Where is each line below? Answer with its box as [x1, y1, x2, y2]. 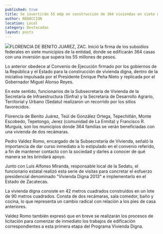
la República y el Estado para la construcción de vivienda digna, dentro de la [5, 69, 158, 74]
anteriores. [5, 204, 27, 209]
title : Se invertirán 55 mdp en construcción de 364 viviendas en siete [5, 12, 155, 17]
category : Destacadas [5, 25, 49, 30]
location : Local [5, 20, 38, 26]
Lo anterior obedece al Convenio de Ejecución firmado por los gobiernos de [5, 64, 157, 69]
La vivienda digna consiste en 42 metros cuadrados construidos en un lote [5, 188, 154, 194]
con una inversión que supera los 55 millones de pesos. [5, 54, 116, 60]
